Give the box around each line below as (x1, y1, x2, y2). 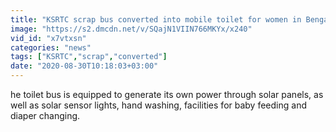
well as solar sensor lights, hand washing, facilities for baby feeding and (10, 99, 307, 111)
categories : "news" (10, 42, 92, 53)
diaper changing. (10, 110, 81, 121)
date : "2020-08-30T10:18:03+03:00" (10, 61, 159, 71)
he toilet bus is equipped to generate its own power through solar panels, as (10, 89, 324, 100)
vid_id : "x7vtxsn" (10, 33, 87, 43)
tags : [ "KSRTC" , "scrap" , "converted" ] (10, 52, 168, 62)
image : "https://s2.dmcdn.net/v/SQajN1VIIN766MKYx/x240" (10, 24, 253, 34)
